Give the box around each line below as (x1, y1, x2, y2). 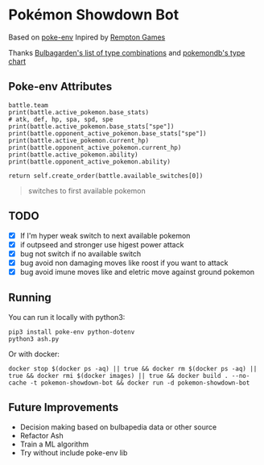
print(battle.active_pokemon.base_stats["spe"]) (8, 122, 175, 131)
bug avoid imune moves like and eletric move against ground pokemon (19, 267, 255, 276)
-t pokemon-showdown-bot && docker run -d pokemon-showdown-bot (29, 379, 250, 387)
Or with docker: (8, 349, 60, 359)
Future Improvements (8, 401, 119, 414)
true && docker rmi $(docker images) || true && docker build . (8, 372, 229, 380)
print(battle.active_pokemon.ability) (8, 151, 138, 159)
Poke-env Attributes (8, 80, 113, 93)
